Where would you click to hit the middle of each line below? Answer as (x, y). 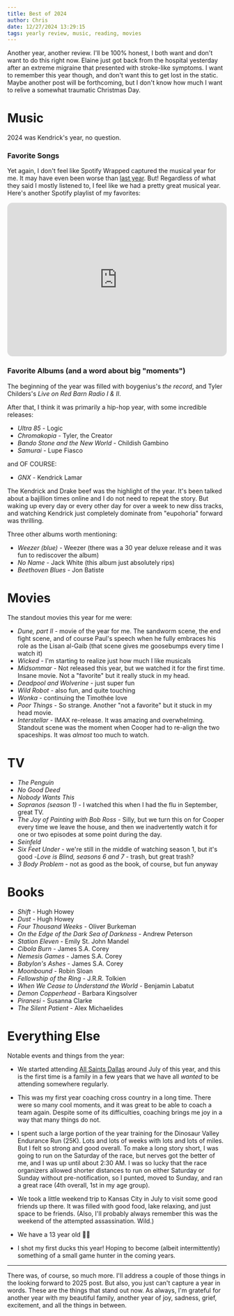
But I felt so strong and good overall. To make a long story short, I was (118, 1148)
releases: (20, 414)
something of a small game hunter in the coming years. (96, 1255)
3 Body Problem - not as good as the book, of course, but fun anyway (117, 864)
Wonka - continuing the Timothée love (72, 697)
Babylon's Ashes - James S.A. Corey (70, 963)
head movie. (35, 712)
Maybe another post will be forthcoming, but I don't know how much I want (115, 83)
